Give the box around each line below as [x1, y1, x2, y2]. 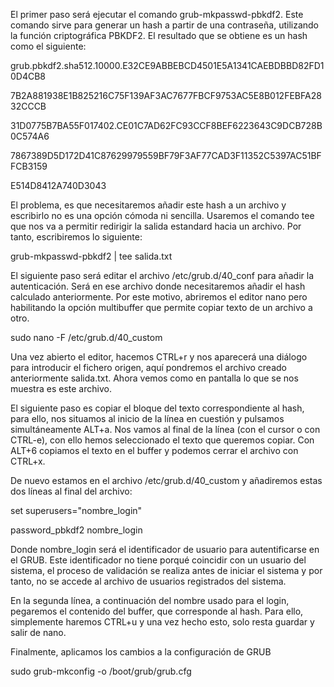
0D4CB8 [10, 70, 47, 82]
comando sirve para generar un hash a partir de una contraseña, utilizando [10, 19, 320, 31]
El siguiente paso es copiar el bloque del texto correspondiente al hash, [10, 402, 305, 414]
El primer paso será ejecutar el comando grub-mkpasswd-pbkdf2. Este [10, 9, 304, 20]
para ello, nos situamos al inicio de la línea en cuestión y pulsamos [10, 413, 285, 424]
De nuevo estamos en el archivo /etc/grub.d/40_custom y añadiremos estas [10, 475, 323, 486]
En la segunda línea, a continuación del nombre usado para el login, [10, 595, 290, 606]
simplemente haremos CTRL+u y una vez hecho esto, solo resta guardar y [10, 616, 315, 628]
